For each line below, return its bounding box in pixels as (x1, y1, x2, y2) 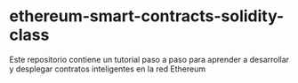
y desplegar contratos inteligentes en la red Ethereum (9, 64, 206, 74)
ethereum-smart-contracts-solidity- (9, 6, 285, 26)
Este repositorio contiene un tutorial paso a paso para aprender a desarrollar (9, 54, 290, 64)
